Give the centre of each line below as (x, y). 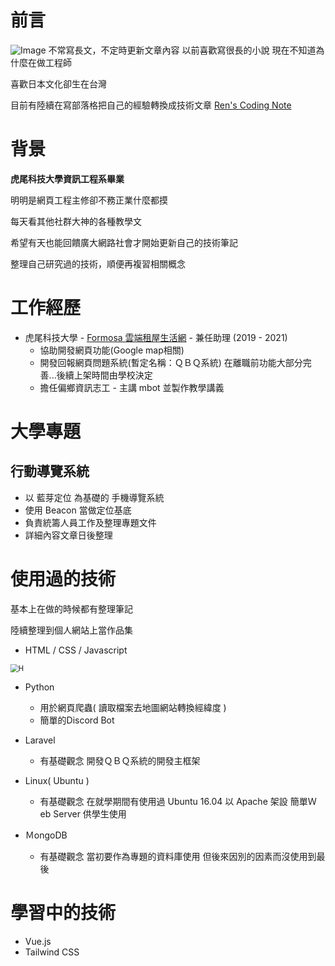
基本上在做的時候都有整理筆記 (71, 608)
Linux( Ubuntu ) (57, 780)
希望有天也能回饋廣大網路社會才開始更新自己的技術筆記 (124, 242)
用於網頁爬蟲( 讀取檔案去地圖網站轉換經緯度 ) (133, 707)
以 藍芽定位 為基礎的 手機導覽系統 (94, 497)
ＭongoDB (46, 835)
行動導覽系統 (50, 471)
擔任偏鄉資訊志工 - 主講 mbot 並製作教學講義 (132, 387)
